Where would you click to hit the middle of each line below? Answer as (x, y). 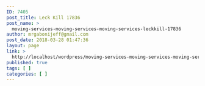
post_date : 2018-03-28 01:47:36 (47, 40)
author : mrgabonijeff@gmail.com (47, 35)
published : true (27, 62)
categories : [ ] (27, 74)
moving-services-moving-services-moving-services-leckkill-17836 (97, 29)
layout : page (23, 46)
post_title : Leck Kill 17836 (43, 18)
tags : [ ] (19, 68)
